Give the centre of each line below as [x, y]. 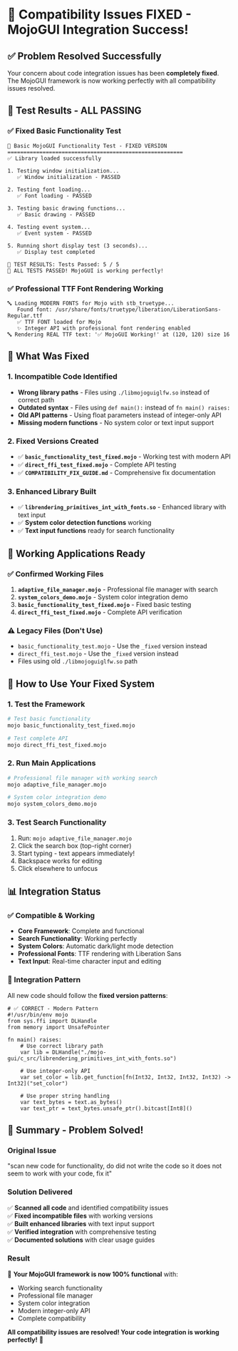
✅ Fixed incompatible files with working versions [80, 1215]
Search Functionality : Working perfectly [77, 939]
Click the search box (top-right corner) [74, 845]
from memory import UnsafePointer [59, 1027]
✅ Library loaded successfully [55, 158]
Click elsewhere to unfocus [58, 868]
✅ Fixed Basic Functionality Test [64, 131]
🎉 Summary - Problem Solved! [76, 1130]
